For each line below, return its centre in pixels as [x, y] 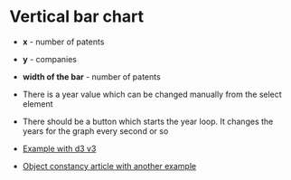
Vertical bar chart [77, 17]
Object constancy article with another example [109, 166]
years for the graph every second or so [95, 131]
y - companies [49, 59]
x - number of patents [63, 42]
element [38, 104]
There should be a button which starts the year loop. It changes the [148, 121]
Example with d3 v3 [59, 148]
